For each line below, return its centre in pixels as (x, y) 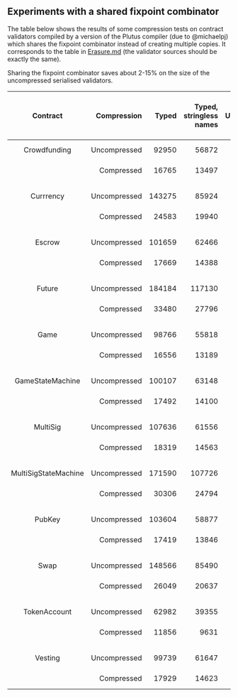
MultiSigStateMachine (47, 473)
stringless (201, 115)
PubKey (47, 519)
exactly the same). (34, 59)
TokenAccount (47, 612)
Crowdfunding (47, 150)
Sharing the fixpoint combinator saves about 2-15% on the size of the (109, 72)
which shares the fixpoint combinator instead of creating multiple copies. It (117, 44)
